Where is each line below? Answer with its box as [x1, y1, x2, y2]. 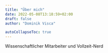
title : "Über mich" [5, 7, 45, 12]
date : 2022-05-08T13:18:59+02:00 [5, 12, 73, 17]
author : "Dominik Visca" [5, 21, 56, 26]
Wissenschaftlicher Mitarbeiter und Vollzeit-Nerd [5, 43, 104, 49]
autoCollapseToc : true [5, 30, 51, 35]
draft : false [5, 16, 32, 21]
